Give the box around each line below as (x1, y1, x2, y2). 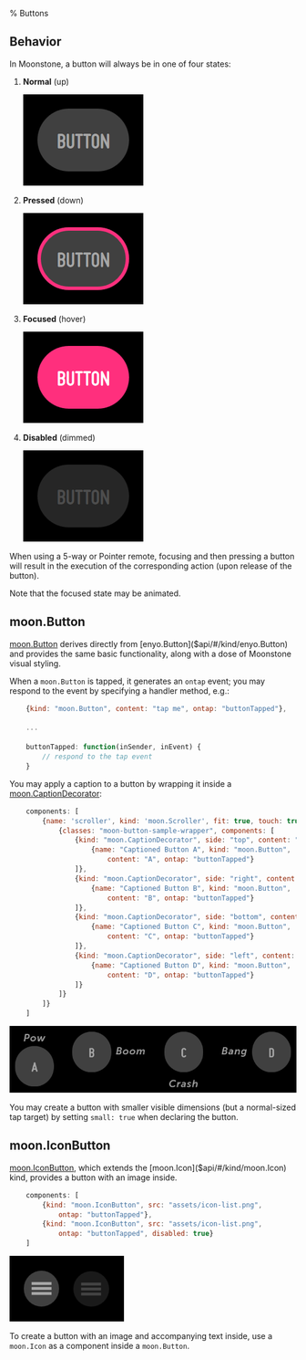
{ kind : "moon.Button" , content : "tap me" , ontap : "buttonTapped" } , (25, 704, 288, 713)
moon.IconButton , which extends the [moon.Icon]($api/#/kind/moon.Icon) (9, 1162, 287, 1173)
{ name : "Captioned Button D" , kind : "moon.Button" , (90, 960, 291, 970)
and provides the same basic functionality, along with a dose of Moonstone (9, 648, 291, 659)
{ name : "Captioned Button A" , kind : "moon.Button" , (90, 845, 291, 854)
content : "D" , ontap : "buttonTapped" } (107, 970, 255, 979)
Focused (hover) (22, 313, 87, 324)
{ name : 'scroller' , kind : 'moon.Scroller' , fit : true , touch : (42, 816, 283, 825)
